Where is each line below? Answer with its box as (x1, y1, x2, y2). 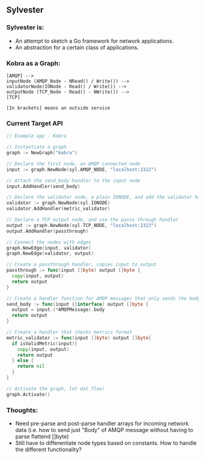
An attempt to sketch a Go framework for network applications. (15, 37, 174, 45)
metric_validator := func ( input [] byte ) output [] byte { (6, 335, 151, 341)
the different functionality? (15, 446, 82, 453)
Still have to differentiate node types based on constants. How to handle (15, 439, 197, 446)
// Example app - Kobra (6, 133, 67, 140)
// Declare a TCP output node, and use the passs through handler (6, 217, 179, 223)
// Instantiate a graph (6, 144, 67, 151)
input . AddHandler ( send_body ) (6, 183, 81, 189)
